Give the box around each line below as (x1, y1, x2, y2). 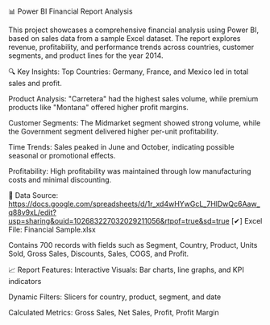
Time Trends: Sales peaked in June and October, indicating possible (8, 142, 235, 151)
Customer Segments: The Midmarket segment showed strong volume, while (8, 118, 261, 127)
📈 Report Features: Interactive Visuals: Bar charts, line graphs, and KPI (8, 265, 244, 274)
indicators (8, 277, 42, 286)
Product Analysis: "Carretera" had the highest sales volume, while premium (8, 94, 259, 103)
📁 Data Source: (8, 191, 59, 200)
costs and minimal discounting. (8, 175, 112, 184)
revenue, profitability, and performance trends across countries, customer (8, 43, 255, 51)
